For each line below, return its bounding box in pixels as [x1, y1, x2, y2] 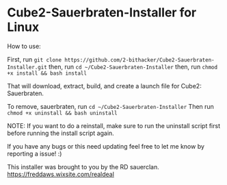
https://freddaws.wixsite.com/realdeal [7, 170, 115, 178]
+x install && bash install [7, 70, 88, 77]
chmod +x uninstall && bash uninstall [7, 110, 118, 116]
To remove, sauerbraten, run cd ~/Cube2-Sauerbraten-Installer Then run [7, 102, 214, 110]
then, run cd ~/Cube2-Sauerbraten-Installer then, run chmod [49, 62, 217, 71]
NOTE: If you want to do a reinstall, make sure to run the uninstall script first [7, 121, 221, 129]
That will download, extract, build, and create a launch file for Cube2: [7, 82, 202, 90]
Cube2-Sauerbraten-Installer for [7, 5, 197, 21]
